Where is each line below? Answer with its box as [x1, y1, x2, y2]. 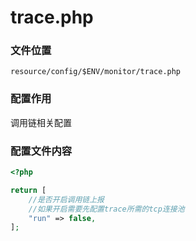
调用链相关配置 [10, 116, 72, 128]
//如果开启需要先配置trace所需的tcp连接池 [28, 204, 185, 214]
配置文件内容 [10, 144, 73, 158]
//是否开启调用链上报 [28, 194, 105, 205]
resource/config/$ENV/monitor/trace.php [10, 67, 182, 77]
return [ [10, 185, 47, 195]
